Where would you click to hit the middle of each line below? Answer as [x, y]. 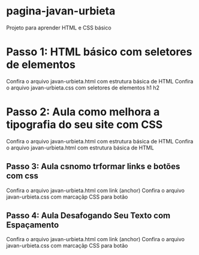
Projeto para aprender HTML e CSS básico [59, 28]
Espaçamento [33, 225]
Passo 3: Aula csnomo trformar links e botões [93, 166]
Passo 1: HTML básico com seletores [99, 52]
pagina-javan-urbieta [61, 11]
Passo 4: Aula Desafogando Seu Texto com [88, 216]
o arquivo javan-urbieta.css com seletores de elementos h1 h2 [83, 88]
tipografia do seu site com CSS [85, 125]
